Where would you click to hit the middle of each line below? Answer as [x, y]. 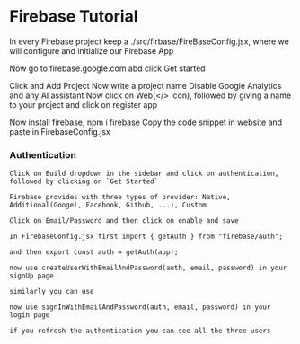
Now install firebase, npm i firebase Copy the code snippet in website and [146, 122]
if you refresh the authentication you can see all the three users [140, 331]
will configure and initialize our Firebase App [92, 50]
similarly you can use [52, 292]
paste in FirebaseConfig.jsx [60, 131]
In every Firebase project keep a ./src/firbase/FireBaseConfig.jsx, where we [149, 41]
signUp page [31, 276]
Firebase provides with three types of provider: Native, [120, 198]
